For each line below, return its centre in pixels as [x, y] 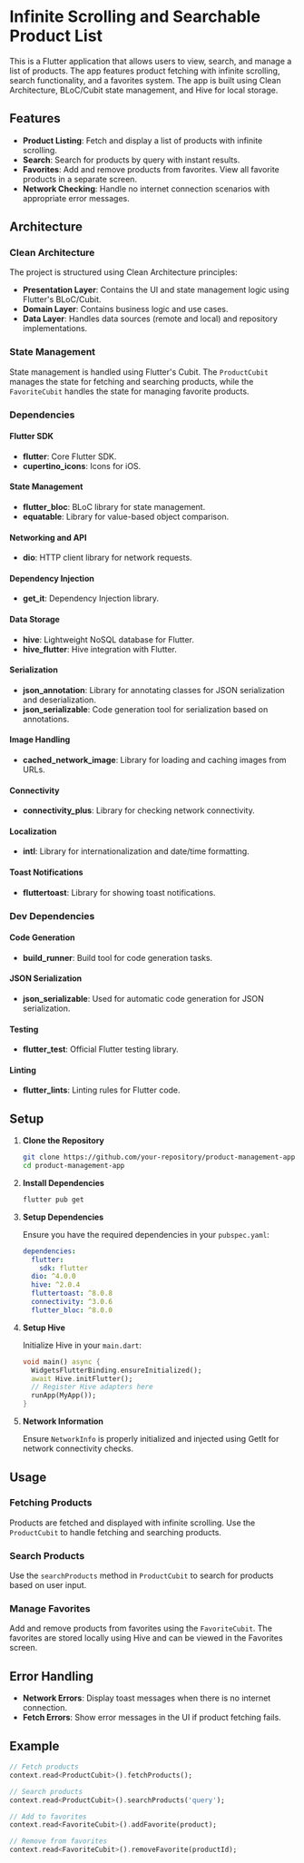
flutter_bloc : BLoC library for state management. [114, 507]
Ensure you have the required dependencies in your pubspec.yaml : [146, 1234]
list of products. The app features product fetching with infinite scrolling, [145, 71]
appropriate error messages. [76, 198]
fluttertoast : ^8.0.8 [72, 1294]
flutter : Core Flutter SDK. [69, 456]
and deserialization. [59, 700]
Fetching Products [51, 1503]
